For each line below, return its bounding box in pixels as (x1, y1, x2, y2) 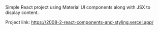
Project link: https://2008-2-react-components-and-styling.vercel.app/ (5, 19, 154, 25)
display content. (5, 9, 39, 15)
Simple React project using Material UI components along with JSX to (5, 4, 151, 10)
